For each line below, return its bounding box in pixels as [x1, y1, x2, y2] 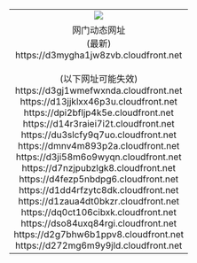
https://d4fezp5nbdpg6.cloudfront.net [19, 173, 179, 185]
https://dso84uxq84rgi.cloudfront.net [20, 217, 177, 229]
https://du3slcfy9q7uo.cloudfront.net [20, 128, 177, 141]
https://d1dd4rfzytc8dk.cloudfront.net [19, 183, 179, 196]
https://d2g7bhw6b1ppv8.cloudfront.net [13, 228, 185, 240]
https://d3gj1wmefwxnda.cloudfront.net [14, 84, 183, 97]
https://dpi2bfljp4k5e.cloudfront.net [23, 106, 175, 119]
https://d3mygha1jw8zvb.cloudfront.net [14, 49, 183, 61]
